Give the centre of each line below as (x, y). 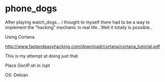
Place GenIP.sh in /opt (28, 65)
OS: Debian (17, 75)
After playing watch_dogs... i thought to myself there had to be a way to (78, 22)
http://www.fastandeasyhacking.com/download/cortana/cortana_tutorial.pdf (82, 46)
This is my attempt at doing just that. (42, 56)
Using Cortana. (20, 37)
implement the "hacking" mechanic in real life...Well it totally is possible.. (79, 27)
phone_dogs (31, 9)
